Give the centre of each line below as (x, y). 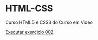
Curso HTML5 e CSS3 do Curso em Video (49, 22)
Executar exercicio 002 (29, 32)
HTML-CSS (29, 9)
